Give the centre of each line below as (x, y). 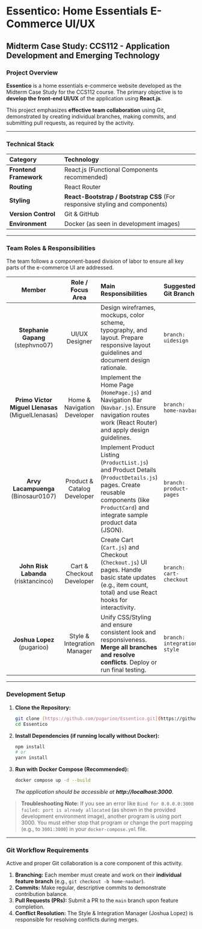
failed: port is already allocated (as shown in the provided (98, 810)
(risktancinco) (34, 581)
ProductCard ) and (125, 507)
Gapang (34, 338)
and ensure (117, 625)
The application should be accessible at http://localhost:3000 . (94, 792)
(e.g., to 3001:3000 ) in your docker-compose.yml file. (84, 829)
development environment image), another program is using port (101, 817)
